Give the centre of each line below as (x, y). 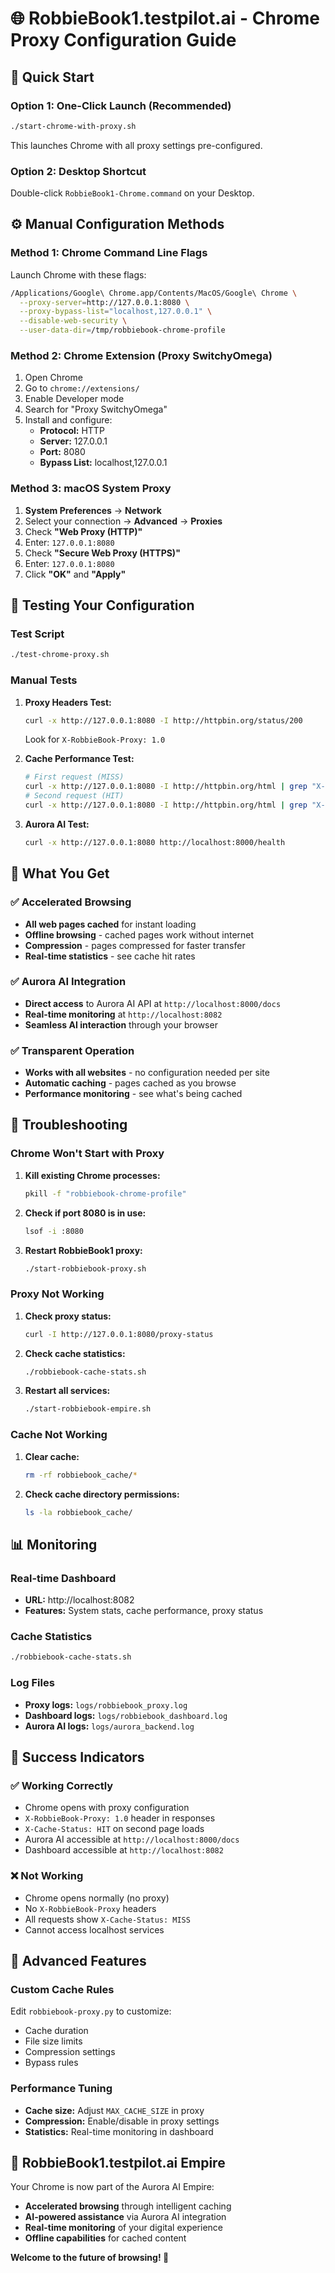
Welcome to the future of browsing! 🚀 (90, 2258)
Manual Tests (44, 680)
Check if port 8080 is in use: (85, 1213)
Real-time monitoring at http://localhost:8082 (123, 1014)
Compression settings (70, 2052)
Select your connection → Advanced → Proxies (123, 521)
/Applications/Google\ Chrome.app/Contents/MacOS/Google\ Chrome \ (154, 293)
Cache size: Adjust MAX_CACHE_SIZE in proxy (114, 2110)
